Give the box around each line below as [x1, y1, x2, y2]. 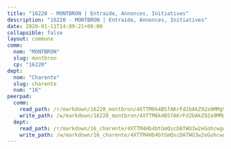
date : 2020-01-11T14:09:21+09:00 [7, 23, 103, 30]
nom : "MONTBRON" [13, 49, 60, 56]
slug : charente [13, 80, 57, 87]
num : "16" [13, 87, 41, 93]
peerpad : [7, 93, 32, 100]
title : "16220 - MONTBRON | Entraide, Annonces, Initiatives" [7, 10, 189, 17]
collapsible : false [7, 29, 63, 36]
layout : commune [7, 36, 54, 43]
